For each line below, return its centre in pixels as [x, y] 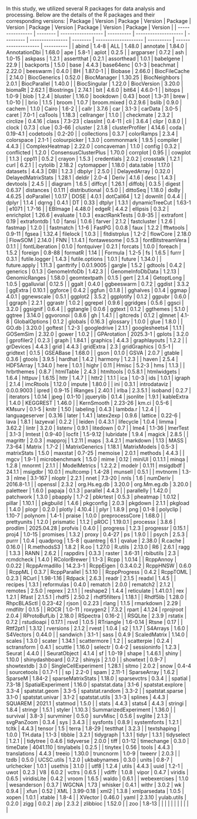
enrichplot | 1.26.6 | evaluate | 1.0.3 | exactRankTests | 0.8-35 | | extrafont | [96, 215]
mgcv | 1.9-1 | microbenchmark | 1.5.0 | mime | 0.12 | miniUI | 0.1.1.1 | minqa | [97, 459]
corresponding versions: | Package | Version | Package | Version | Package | [98, 21]
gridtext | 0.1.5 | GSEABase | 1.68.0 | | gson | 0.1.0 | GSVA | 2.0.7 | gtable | [95, 353]
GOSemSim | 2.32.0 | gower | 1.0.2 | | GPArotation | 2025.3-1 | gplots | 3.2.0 [98, 334]
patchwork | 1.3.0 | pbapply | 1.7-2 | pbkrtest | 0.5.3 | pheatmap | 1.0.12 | [93, 497]
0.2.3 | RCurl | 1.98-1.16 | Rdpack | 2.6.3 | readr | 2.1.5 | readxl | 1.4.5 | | [91, 578]
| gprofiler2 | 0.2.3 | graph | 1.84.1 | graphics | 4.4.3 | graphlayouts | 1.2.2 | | [97, 340]
